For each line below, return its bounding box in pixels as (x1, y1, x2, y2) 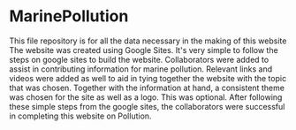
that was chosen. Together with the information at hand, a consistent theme (9, 82, 285, 93)
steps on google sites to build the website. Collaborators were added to (9, 54, 269, 65)
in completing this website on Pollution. (9, 111, 152, 121)
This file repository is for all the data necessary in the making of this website (9, 35, 287, 46)
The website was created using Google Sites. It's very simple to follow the (9, 44, 278, 55)
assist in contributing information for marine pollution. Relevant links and (9, 64, 272, 74)
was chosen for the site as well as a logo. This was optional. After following (9, 91, 283, 103)
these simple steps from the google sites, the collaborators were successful (9, 101, 285, 111)
